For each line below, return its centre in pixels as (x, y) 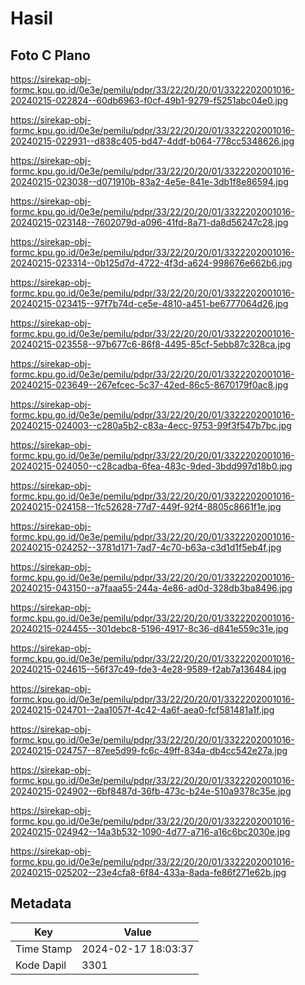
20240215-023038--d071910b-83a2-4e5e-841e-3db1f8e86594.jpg (149, 181)
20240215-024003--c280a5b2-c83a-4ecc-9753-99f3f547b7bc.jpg (151, 425)
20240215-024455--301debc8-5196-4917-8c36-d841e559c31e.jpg (149, 628)
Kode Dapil (41, 965)
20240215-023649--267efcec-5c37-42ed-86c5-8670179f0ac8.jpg (149, 385)
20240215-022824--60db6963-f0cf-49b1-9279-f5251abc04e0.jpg (149, 100)
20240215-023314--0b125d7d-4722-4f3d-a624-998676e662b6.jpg (151, 263)
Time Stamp (44, 949)
